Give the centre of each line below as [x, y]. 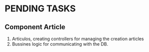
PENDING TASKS [40, 9]
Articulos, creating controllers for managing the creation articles [78, 39]
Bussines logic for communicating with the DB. [60, 44]
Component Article [35, 27]
